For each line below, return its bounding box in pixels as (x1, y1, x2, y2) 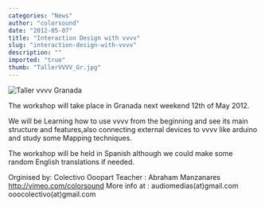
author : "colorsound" (8, 19, 80, 27)
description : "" (8, 49, 62, 57)
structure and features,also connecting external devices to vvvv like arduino (8, 124, 258, 134)
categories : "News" (8, 11, 73, 20)
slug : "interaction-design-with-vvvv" (8, 41, 137, 49)
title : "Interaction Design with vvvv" (8, 33, 141, 42)
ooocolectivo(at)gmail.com (8, 189, 96, 199)
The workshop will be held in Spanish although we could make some (8, 148, 233, 158)
